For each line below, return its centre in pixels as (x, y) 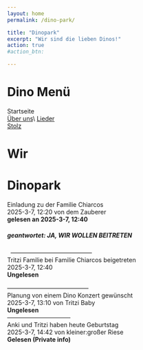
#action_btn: (26, 52)
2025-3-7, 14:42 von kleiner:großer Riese (65, 332)
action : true (26, 46)
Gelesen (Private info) (39, 340)
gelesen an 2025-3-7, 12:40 (47, 219)
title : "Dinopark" (33, 33)
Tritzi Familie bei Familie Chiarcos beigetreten (71, 260)
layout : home (26, 13)
